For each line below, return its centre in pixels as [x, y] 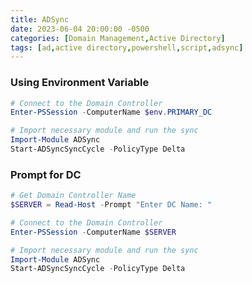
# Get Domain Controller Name [73, 196]
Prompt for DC [46, 174]
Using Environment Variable [80, 83]
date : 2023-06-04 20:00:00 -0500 [80, 29]
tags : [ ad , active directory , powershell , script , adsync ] [127, 47]
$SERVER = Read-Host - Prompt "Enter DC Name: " [111, 205]
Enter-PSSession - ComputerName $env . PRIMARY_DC [111, 112]
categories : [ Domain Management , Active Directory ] [118, 38]
